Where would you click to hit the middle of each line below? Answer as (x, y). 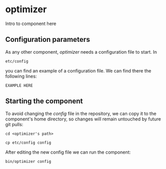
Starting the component (44, 101)
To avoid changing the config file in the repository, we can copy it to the (81, 113)
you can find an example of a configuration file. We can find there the (78, 70)
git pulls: (14, 124)
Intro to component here (31, 23)
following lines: (21, 76)
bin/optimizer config (28, 161)
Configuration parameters (48, 40)
